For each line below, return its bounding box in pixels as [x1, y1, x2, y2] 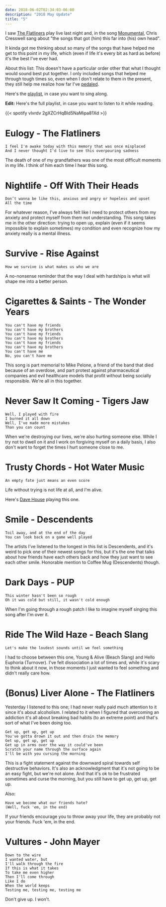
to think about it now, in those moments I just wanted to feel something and [5, 665, 159, 671]
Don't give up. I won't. [5, 896, 51, 902]
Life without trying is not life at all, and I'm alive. [5, 487, 103, 493]
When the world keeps [5, 883, 50, 888]
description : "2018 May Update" [5, 12, 72, 17]
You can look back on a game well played [5, 535, 92, 540]
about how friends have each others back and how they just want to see [5, 554, 153, 560]
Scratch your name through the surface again [5, 747, 101, 752]
